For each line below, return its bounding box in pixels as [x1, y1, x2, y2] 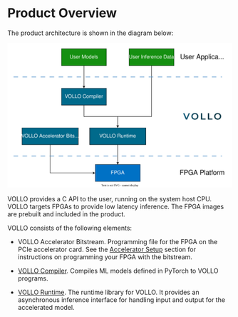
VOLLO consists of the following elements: [7, 223, 133, 232]
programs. [17, 273, 48, 283]
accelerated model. [17, 303, 75, 311]
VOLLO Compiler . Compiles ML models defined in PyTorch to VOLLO [17, 266, 219, 275]
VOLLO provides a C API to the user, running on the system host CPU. [7, 194, 212, 203]
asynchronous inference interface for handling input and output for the [17, 295, 226, 304]
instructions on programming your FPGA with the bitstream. [17, 252, 192, 261]
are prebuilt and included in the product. [7, 209, 126, 218]
